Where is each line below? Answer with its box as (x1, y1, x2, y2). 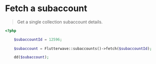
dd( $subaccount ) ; (14, 55, 49, 60)
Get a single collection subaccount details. (17, 19, 103, 25)
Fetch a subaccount (5, 3, 88, 14)
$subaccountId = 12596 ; (14, 37, 63, 42)
